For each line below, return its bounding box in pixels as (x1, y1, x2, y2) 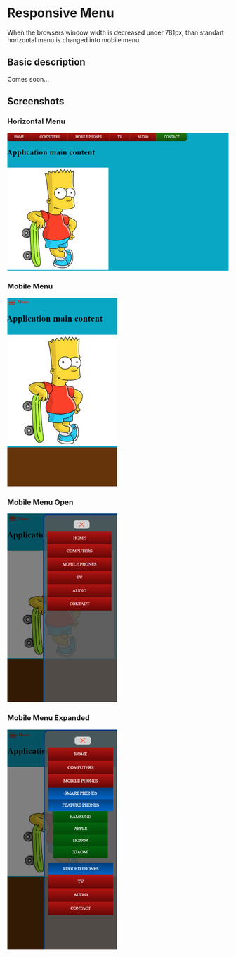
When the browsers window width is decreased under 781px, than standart (7, 28, 225, 37)
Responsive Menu (7, 5, 114, 21)
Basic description (7, 56, 86, 68)
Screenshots (7, 95, 65, 107)
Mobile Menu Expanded (7, 713, 90, 723)
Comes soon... (7, 75, 49, 83)
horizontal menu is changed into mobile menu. (7, 35, 142, 44)
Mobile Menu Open (7, 497, 74, 507)
